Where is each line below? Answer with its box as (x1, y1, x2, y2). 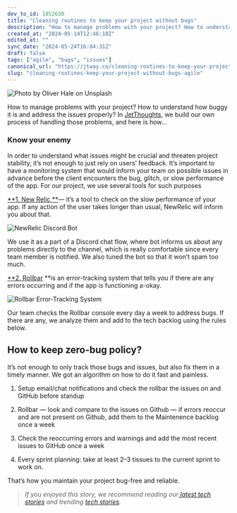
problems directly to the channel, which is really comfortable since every (7, 244, 219, 253)
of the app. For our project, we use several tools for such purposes (7, 181, 202, 189)
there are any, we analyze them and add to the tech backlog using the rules (7, 316, 226, 324)
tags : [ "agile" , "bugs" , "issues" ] (7, 57, 112, 64)
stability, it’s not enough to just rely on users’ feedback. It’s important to (7, 158, 215, 167)
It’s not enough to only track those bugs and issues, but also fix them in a (7, 362, 220, 371)
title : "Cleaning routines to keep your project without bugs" (7, 17, 197, 24)
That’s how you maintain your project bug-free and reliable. (7, 476, 180, 485)
